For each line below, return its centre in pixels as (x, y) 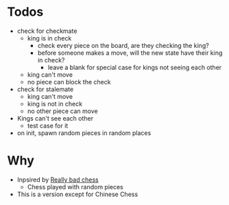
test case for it (48, 125)
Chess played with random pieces (75, 186)
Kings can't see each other (55, 118)
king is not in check (55, 104)
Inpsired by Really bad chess (58, 180)
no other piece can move (62, 111)
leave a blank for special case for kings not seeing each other (135, 67)
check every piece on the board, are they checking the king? (123, 45)
